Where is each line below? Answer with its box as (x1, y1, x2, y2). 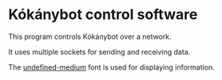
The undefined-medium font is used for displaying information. (8, 62, 216, 72)
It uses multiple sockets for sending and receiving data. (8, 47, 191, 56)
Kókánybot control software (8, 6, 198, 24)
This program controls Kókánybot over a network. (8, 32, 172, 41)
